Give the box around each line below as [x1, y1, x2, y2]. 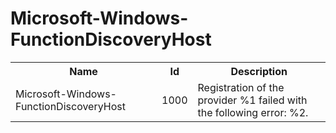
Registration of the [197, 80, 285, 94]
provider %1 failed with [197, 93, 308, 107]
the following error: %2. [197, 105, 309, 119]
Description [230, 64, 288, 78]
